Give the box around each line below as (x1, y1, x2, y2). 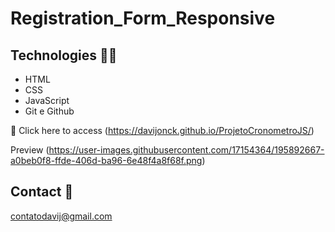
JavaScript (24, 95, 70, 106)
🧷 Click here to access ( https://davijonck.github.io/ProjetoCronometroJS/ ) (10, 125, 315, 136)
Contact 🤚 (10, 183, 74, 201)
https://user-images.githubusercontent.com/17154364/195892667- (48, 144, 325, 156)
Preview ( (10, 144, 50, 156)
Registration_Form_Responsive (10, 7, 276, 30)
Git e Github (24, 105, 75, 117)
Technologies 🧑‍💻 (10, 47, 118, 64)
